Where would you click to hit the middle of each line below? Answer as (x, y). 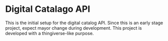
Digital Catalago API (48, 9)
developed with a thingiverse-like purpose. (50, 33)
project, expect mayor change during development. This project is (74, 28)
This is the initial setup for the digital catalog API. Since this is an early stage (84, 23)
